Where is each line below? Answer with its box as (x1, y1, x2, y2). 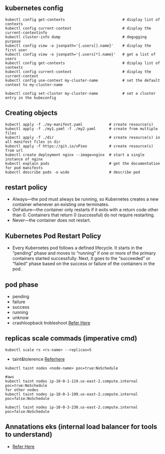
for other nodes (5, 387, 39, 392)
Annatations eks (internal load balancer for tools (5, 423, 157, 431)
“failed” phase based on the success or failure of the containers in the (12, 260, 155, 267)
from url (5, 148, 23, 153)
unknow (12, 315, 29, 321)
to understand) (5, 430, 53, 439)
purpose (5, 39, 21, 44)
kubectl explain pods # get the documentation (5, 161, 161, 166)
